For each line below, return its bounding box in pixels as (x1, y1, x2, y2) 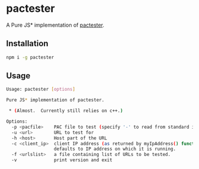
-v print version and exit (11, 157, 113, 163)
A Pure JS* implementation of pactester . (6, 21, 105, 28)
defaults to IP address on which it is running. (53, 146, 176, 152)
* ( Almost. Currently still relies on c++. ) (8, 108, 123, 114)
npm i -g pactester (6, 54, 54, 60)
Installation (6, 39, 49, 49)
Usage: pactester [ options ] (6, 87, 76, 93)
